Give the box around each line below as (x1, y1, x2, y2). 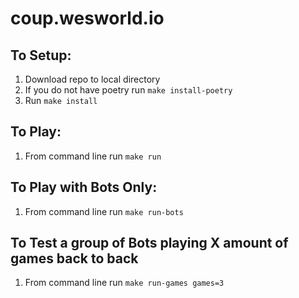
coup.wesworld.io (10, 7, 165, 30)
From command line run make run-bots (24, 205, 184, 217)
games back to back (10, 250, 139, 267)
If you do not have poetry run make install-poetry (24, 84, 233, 96)
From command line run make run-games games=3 (24, 277, 225, 289)
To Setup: (10, 47, 72, 64)
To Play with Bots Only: (10, 179, 158, 196)
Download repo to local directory (24, 73, 161, 85)
